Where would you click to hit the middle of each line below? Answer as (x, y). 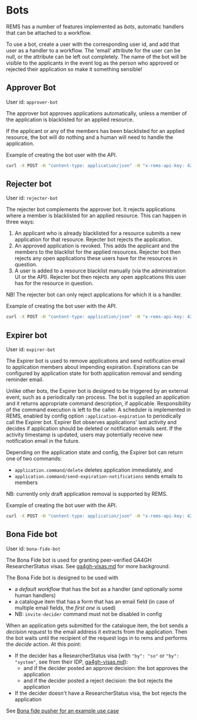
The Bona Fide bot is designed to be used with (62, 578)
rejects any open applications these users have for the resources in (96, 258)
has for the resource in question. (54, 284)
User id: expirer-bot (31, 349)
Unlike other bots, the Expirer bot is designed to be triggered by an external (97, 391)
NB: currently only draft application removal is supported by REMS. (87, 494)
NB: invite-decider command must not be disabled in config (88, 614)
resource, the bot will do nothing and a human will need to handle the (90, 137)
